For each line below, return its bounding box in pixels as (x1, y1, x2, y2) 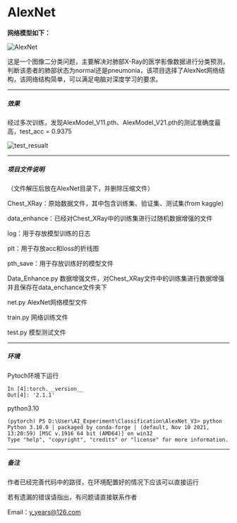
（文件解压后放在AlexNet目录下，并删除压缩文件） (7, 184, 154, 192)
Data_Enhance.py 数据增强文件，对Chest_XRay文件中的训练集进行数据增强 (7, 274, 224, 283)
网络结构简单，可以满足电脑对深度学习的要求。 (25, 75, 162, 83)
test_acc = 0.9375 (19, 127, 72, 135)
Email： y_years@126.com (7, 507, 81, 516)
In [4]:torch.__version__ (7, 385, 83, 392)
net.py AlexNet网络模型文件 (7, 298, 87, 306)
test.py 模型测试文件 (7, 328, 66, 336)
